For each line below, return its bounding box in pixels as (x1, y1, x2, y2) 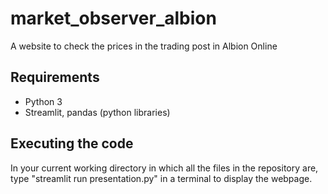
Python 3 (24, 95, 63, 107)
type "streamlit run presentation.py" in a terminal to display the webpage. (10, 172, 313, 184)
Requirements (10, 69, 100, 86)
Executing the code (10, 135, 134, 152)
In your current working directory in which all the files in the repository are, (10, 162, 319, 174)
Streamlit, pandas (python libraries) (24, 106, 171, 118)
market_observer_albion (10, 7, 217, 30)
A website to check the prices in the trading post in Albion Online (10, 40, 278, 52)
